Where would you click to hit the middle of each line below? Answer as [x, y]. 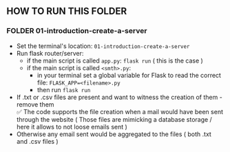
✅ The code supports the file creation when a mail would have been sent [119, 111]
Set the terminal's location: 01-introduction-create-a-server [103, 46]
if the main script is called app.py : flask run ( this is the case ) [115, 61]
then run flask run [64, 89]
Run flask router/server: [50, 53]
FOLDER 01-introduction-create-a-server [77, 31]
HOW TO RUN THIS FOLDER [67, 11]
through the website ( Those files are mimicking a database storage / [114, 119]
